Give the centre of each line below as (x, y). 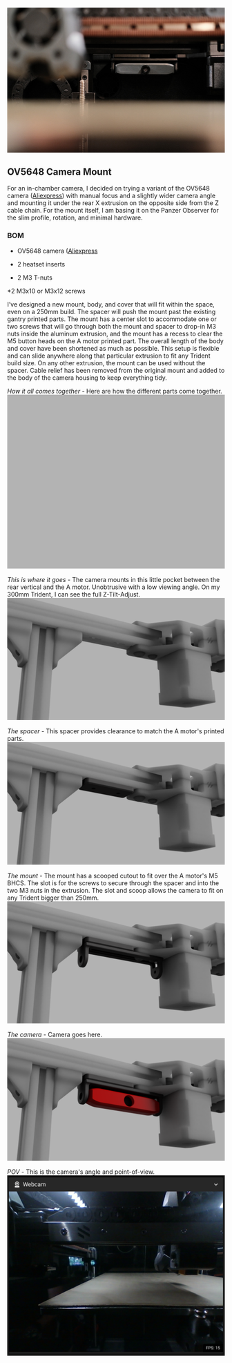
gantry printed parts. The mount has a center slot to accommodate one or (112, 319)
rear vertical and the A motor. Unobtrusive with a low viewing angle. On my (114, 587)
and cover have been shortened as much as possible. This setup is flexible (113, 348)
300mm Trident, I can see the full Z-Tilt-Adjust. (74, 594)
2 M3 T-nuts (35, 278)
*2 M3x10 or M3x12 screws (46, 291)
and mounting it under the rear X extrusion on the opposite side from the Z (113, 203)
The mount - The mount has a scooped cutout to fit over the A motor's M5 (113, 876)
